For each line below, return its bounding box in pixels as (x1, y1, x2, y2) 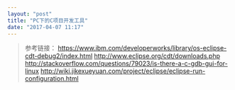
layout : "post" (7, 10, 53, 18)
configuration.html (24, 74, 80, 83)
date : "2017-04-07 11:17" (7, 23, 84, 30)
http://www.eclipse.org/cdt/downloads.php (94, 52, 220, 60)
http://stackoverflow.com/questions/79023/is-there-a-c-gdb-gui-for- (24, 60, 229, 68)
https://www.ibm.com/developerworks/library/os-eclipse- (58, 44, 227, 52)
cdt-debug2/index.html (24, 52, 93, 60)
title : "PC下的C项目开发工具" (7, 17, 89, 24)
